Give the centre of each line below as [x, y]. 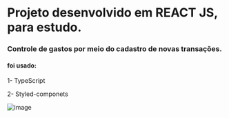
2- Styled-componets [38, 94]
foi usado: [22, 65]
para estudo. [44, 27]
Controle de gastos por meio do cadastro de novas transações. [114, 49]
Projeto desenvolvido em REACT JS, [113, 13]
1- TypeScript [26, 81]
